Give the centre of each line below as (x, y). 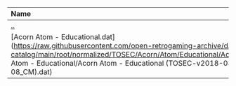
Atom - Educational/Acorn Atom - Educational (87, 63)
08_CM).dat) (32, 72)
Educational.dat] (88, 37)
